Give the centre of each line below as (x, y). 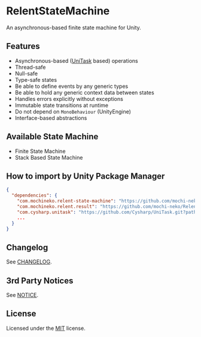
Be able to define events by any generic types (71, 86)
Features (23, 46)
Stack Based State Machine (49, 157)
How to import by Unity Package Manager (86, 176)
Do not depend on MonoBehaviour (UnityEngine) (73, 111)
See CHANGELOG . (29, 262)
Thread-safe (30, 67)
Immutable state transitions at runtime (62, 105)
